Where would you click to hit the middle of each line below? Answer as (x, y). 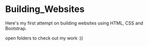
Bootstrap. (16, 28)
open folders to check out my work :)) (44, 38)
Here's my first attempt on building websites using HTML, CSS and (74, 23)
